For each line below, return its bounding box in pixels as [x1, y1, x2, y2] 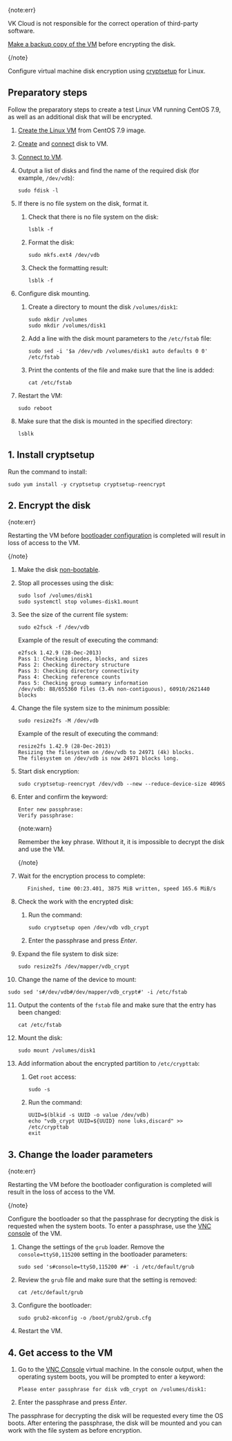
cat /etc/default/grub [17, 1289, 84, 1296]
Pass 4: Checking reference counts [17, 674, 121, 681]
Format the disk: [28, 238, 75, 247]
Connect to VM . [17, 152, 63, 161]
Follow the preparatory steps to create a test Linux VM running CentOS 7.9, [8, 105, 222, 114]
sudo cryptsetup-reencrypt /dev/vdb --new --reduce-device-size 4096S [17, 780, 226, 788]
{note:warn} [17, 824, 52, 833]
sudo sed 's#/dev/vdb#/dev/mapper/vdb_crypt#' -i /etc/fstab [8, 989, 188, 996]
